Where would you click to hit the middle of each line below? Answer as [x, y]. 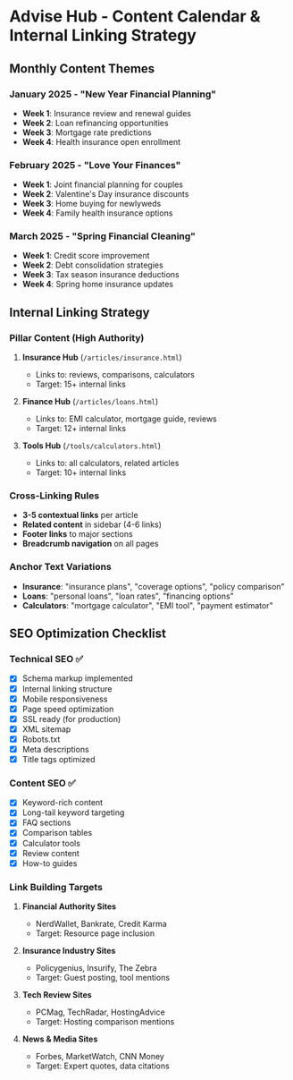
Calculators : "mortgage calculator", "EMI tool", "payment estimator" [148, 605]
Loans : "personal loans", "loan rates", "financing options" [128, 596]
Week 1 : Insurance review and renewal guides [107, 113]
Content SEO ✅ [42, 783]
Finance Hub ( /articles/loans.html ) [90, 402]
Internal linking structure [67, 689]
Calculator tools [51, 843]
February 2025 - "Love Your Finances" [95, 165]
